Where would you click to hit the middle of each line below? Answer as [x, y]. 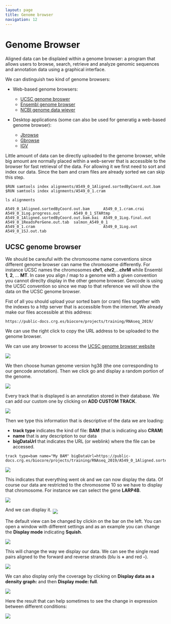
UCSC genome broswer [45, 99]
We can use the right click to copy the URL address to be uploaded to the [82, 331]
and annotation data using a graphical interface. [55, 70]
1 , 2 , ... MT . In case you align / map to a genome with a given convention [81, 275]
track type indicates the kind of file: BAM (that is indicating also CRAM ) [88, 431]
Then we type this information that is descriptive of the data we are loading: [85, 421]
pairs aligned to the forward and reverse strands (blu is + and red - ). [77, 557]
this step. [15, 177]
